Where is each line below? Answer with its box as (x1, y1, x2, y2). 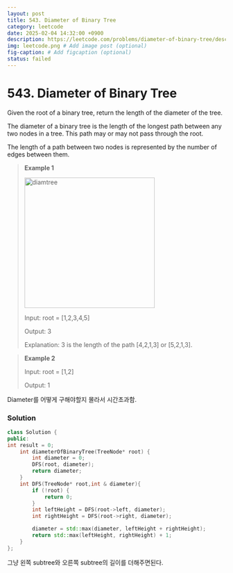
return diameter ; (32, 467, 82, 475)
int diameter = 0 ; (32, 455, 85, 462)
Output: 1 (24, 380, 51, 389)
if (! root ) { (32, 487, 70, 494)
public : (7, 435, 30, 442)
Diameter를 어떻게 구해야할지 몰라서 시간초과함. (7, 395, 137, 403)
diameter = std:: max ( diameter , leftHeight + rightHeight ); (32, 526, 207, 533)
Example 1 (24, 163, 54, 172)
